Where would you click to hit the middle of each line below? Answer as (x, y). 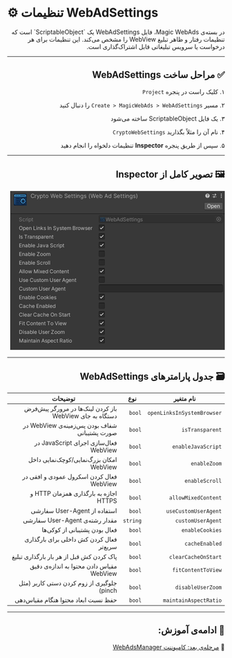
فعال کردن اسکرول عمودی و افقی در (69, 477)
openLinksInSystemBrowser (185, 413)
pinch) (108, 591)
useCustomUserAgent (194, 511)
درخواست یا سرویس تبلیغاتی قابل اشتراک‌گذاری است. (155, 46)
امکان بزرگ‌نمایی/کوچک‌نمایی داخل (72, 459)
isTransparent (202, 430)
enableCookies (202, 531)
